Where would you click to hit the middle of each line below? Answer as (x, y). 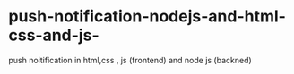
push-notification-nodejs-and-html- (147, 16)
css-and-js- (54, 35)
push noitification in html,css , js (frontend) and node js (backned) (130, 60)
